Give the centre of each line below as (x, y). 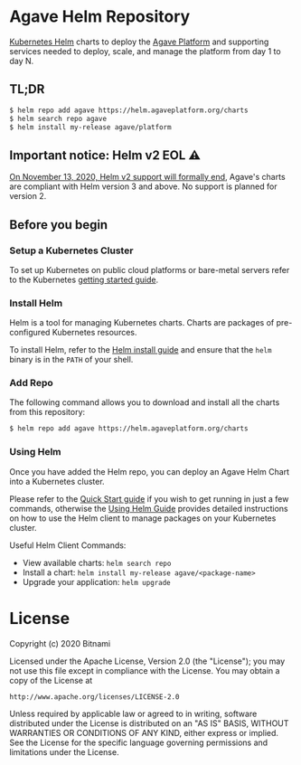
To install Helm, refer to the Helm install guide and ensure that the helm (141, 350)
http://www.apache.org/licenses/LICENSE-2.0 (94, 697)
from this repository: (47, 412)
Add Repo (31, 383)
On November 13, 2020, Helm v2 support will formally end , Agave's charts (148, 177)
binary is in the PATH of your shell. (71, 360)
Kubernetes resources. (94, 333)
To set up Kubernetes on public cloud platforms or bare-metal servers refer (150, 269)
